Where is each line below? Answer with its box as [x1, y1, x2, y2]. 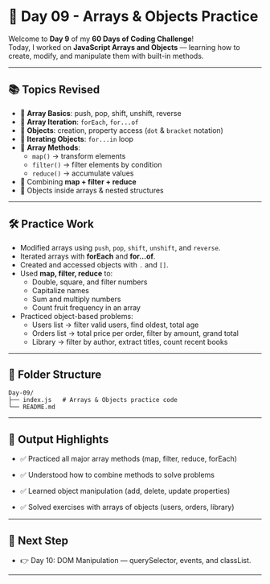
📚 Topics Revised [8, 83, 100, 97]
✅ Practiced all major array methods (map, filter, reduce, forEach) [19, 454, 238, 464]
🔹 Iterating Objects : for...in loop [19, 134, 134, 143]
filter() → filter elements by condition [31, 159, 162, 169]
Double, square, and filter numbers [31, 277, 148, 287]
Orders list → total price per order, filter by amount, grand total [31, 328, 239, 338]
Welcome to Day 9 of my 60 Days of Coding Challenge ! [8, 34, 194, 43]
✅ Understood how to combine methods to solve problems [19, 470, 215, 480]
